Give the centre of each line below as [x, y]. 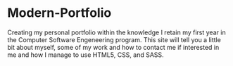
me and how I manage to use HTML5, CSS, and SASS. [86, 55]
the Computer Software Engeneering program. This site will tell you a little [114, 39]
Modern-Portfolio [59, 13]
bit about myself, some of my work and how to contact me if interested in [113, 47]
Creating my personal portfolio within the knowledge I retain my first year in [117, 32]
